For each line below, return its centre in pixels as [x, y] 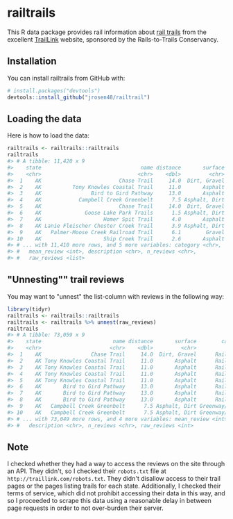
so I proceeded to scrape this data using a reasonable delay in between [109, 501]
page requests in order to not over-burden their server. [86, 508]
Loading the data [44, 118]
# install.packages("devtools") [54, 91]
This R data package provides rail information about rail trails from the [107, 32]
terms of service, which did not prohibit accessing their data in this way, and [116, 493]
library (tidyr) [29, 309]
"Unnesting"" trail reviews [66, 280]
